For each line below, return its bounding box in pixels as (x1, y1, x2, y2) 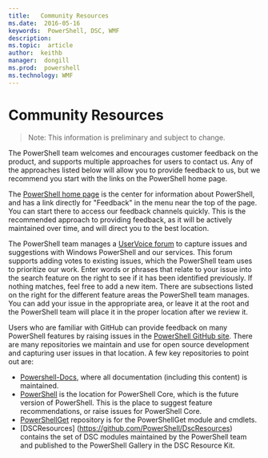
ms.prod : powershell (8, 64, 81, 72)
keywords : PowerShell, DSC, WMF (8, 26, 120, 34)
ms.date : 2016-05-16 (8, 19, 81, 27)
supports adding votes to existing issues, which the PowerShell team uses (8, 256, 253, 265)
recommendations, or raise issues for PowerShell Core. (19, 406, 202, 415)
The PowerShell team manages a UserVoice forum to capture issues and (8, 238, 248, 249)
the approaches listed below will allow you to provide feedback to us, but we (8, 165, 261, 175)
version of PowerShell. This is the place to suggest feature (19, 398, 213, 407)
